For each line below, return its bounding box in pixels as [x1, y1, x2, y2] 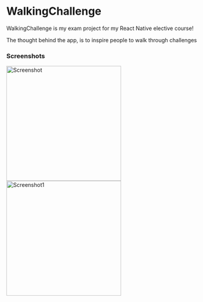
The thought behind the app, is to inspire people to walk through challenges [6, 36, 197, 43]
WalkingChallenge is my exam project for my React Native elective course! [6, 25, 194, 32]
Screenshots [6, 51, 45, 60]
